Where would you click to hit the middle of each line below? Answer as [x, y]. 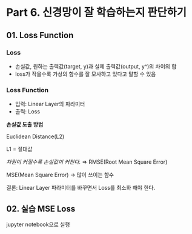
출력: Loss [28, 112]
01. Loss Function [40, 35]
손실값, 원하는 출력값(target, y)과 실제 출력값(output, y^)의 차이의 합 [96, 66]
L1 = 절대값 [19, 149]
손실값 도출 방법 [25, 124]
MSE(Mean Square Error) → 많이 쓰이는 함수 [60, 175]
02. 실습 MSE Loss [41, 209]
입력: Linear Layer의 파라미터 [50, 104]
